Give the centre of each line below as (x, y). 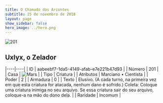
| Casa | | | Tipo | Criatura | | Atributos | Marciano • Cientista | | (77, 74)
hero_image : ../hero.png (30, 28)
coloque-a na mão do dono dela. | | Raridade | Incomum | (63, 95)
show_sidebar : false (26, 23)
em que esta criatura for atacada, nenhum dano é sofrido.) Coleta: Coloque (81, 84)
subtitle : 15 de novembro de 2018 (41, 14)
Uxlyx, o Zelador (31, 57)
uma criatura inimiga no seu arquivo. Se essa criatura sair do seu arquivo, (79, 90)
